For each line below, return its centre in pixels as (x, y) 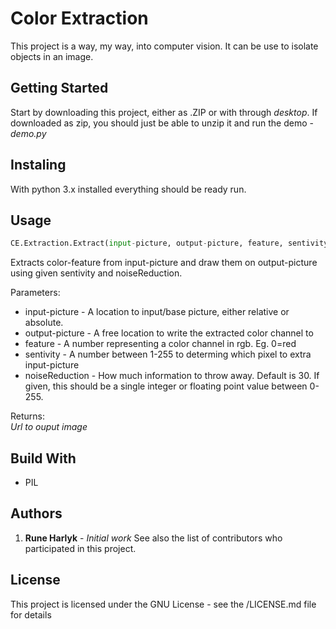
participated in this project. (80, 548)
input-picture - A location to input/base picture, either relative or (157, 312)
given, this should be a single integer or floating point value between (166, 386)
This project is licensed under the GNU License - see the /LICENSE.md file (163, 604)
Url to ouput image (49, 427)
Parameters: (35, 293)
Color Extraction (79, 18)
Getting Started (59, 88)
